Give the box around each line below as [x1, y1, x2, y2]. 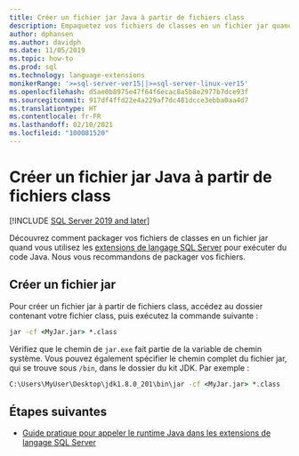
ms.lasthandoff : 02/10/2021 [9, 121, 114, 130]
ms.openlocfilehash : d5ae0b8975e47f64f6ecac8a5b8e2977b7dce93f [9, 87, 249, 96]
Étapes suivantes [9, 404, 108, 419]
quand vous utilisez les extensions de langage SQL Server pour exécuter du [9, 242, 287, 252]
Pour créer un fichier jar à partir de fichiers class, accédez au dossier [9, 300, 263, 311]
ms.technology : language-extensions [9, 71, 145, 80]
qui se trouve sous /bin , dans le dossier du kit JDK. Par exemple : [9, 362, 250, 373]
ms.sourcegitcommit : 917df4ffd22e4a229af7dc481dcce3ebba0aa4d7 [9, 95, 249, 105]
